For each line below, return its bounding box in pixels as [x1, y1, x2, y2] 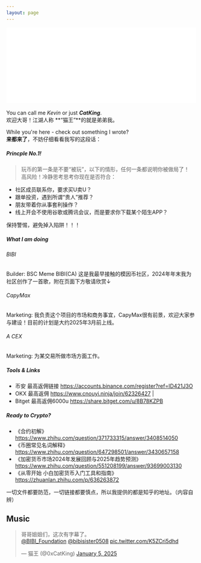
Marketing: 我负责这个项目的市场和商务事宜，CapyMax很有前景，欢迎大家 [6, 311, 190, 319]
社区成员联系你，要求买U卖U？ [14, 186, 92, 193]
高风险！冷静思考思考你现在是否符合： [20, 173, 116, 181]
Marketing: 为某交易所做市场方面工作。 [6, 352, 104, 359]
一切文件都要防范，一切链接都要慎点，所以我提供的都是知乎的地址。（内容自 [6, 488, 194, 496]
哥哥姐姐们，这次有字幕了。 [20, 530, 90, 538]
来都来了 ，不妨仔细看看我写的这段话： [6, 135, 101, 143]
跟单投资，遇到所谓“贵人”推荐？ [14, 193, 94, 201]
